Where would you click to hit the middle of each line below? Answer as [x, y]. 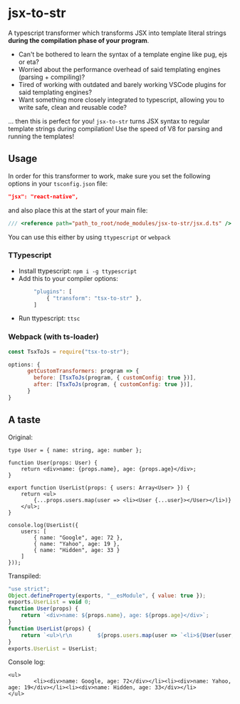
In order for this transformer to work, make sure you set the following [109, 175]
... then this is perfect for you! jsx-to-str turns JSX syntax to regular [109, 121]
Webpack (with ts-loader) [53, 337]
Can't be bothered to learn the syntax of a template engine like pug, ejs [122, 54]
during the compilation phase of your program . [79, 40]
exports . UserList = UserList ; [53, 648]
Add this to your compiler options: [68, 278]
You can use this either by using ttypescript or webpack [89, 237]
